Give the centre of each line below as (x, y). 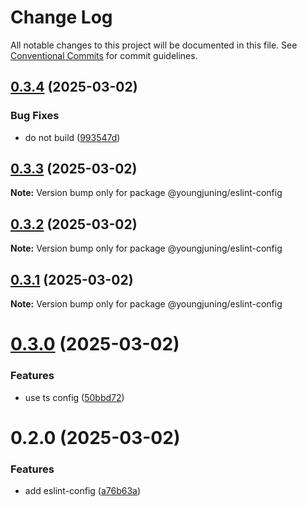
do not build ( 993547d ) (72, 137)
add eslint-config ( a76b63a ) (83, 491)
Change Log (61, 17)
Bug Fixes (35, 116)
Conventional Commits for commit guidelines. (104, 55)
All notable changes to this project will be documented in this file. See (154, 45)
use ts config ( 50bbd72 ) (74, 397)
